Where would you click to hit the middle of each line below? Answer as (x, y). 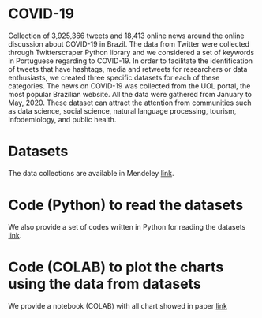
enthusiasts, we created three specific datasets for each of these (114, 77)
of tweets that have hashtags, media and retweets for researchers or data (128, 69)
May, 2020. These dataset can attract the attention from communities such (130, 103)
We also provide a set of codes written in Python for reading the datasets (127, 226)
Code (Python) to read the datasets (126, 205)
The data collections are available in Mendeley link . (91, 173)
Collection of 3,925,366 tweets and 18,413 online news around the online (126, 36)
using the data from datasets (105, 284)
